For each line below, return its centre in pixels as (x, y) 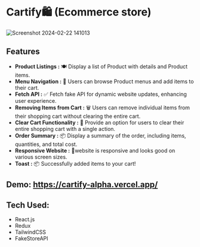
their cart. (27, 87)
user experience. (36, 100)
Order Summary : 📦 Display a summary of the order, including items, (100, 135)
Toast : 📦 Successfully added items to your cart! (75, 163)
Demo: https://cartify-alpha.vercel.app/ (82, 185)
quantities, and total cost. (46, 144)
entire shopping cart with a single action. (65, 129)
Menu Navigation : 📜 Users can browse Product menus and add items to (104, 81)
